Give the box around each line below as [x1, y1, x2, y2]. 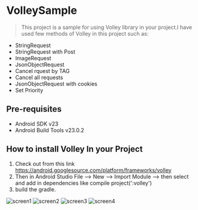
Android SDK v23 [15, 120, 59, 127]
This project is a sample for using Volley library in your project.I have [21, 24, 193, 31]
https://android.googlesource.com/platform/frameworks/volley [15, 167, 172, 174]
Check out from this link [15, 160, 75, 167]
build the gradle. [15, 185, 56, 193]
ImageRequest [15, 54, 51, 62]
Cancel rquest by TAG [15, 67, 70, 74]
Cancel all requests [15, 74, 64, 81]
